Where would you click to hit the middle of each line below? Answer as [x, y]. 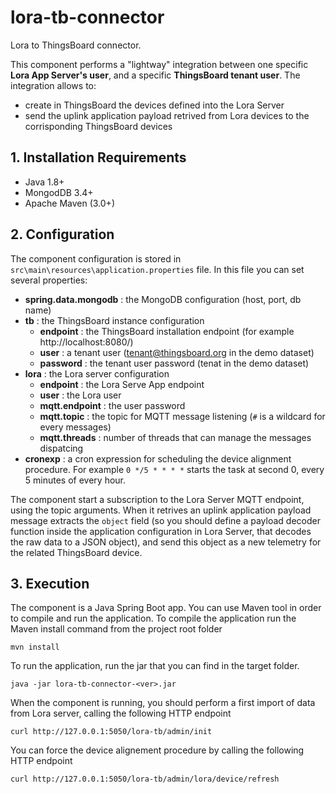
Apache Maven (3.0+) [69, 203]
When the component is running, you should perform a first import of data [163, 703]
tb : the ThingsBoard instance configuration [114, 320]
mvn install [35, 647]
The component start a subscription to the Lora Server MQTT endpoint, [157, 499]
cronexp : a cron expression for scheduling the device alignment [158, 458]
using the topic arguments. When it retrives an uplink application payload [161, 510]
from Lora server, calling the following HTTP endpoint [121, 713]
